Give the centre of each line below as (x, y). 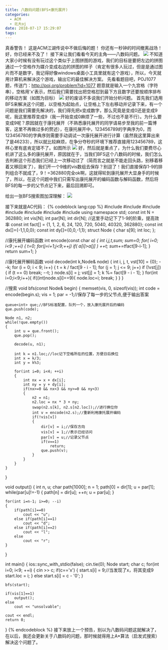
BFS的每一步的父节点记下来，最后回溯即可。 (51, 185)
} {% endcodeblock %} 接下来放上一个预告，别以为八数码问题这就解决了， (82, 630)
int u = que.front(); (36, 331)
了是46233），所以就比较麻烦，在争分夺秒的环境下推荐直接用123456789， (82, 141)
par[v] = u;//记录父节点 (65, 437)
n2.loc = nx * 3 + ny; (55, 402)
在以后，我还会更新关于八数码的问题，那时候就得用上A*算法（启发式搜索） (82, 636)
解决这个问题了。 (23, 642)
